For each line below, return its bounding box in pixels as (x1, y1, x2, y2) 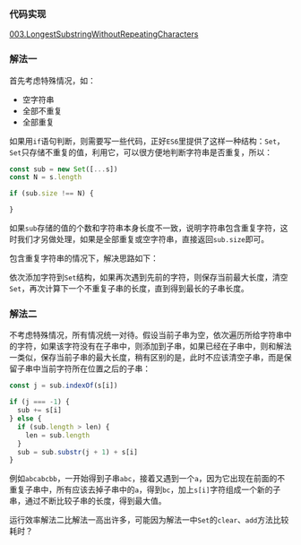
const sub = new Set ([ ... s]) (9, 164, 118, 174)
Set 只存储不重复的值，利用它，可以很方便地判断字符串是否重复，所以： (9, 146, 273, 158)
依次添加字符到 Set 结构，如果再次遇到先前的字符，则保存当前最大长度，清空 (9, 272, 288, 283)
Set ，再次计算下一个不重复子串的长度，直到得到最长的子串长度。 (9, 283, 249, 294)
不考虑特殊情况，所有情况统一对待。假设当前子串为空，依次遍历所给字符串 (9, 330, 284, 341)
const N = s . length (9, 173, 82, 182)
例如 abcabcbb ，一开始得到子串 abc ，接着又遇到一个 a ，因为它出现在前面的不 (9, 473, 285, 484)
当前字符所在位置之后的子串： (39, 363, 150, 374)
